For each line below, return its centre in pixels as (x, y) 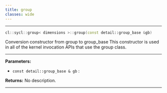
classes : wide (20, 14)
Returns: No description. (31, 81)
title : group (19, 10)
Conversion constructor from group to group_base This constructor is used (82, 42)
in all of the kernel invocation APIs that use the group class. (66, 47)
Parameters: (18, 61)
